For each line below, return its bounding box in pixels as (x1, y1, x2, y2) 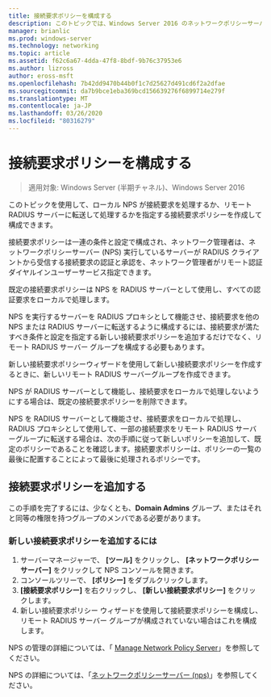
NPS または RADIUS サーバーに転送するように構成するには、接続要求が (8, 321, 246, 331)
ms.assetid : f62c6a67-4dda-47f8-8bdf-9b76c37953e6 (8, 57, 182, 65)
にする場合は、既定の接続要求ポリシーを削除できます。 (8, 397, 192, 406)
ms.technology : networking (8, 42, 99, 50)
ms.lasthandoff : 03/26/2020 (8, 110, 103, 118)
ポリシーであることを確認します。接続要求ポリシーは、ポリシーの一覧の (22, 443, 262, 453)
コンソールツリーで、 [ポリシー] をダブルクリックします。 (19, 575, 212, 585)
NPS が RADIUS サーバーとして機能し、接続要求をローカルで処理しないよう (8, 386, 260, 396)
